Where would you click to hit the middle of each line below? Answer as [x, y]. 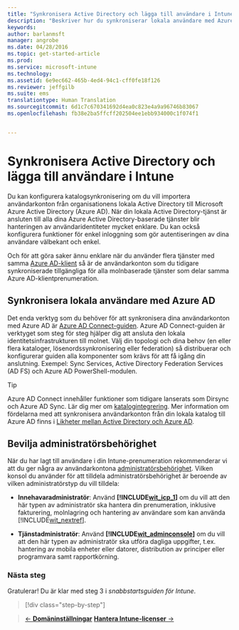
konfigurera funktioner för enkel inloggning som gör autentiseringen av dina [118, 234]
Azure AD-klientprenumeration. [53, 278]
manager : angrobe [33, 41]
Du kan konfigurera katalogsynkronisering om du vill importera [99, 196]
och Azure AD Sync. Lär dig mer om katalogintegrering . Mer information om [118, 406]
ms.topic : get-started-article [54, 54]
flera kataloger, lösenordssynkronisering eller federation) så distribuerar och [119, 348]
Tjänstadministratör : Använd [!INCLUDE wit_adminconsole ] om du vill [121, 534]
